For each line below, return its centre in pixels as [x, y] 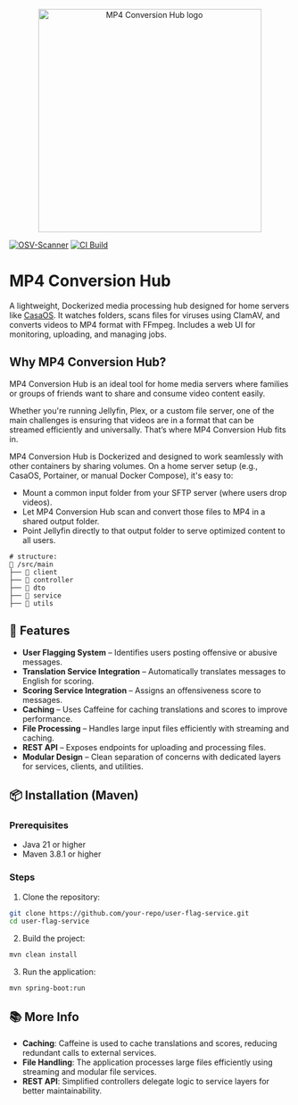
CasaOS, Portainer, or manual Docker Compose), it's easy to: [121, 475]
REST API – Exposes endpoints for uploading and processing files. [144, 747]
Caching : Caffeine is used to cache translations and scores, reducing [150, 1043]
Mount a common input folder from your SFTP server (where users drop [154, 492]
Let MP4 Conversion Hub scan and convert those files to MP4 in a [144, 511]
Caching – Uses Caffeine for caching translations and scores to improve [155, 709]
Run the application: [59, 972]
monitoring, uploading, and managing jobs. [88, 334]
